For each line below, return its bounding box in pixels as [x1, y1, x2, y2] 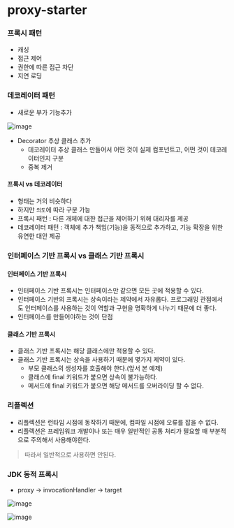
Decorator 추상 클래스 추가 [17, 136, 92, 145]
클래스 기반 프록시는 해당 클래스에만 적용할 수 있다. [17, 346, 156, 355]
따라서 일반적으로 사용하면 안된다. [24, 450, 117, 459]
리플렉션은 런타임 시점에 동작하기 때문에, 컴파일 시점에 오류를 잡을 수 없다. [17, 418, 219, 426]
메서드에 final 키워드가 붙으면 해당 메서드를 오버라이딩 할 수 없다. [27, 381, 205, 390]
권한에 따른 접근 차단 [17, 63, 74, 71]
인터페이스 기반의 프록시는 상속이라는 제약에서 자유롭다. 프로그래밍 [17, 295, 199, 304]
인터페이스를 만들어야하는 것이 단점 [17, 313, 113, 321]
